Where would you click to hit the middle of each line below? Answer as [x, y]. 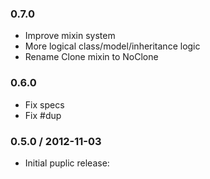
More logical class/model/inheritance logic [112, 46]
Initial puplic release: [67, 163]
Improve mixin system [70, 36]
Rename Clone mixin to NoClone [91, 57]
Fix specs [44, 104]
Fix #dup [43, 115]
